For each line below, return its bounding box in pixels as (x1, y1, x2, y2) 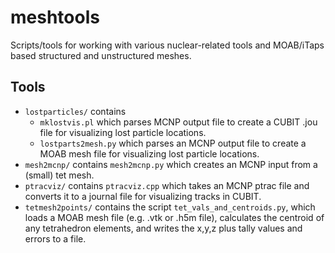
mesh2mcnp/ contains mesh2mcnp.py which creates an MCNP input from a (24, 158, 318, 170)
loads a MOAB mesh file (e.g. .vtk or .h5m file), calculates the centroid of (24, 211, 325, 223)
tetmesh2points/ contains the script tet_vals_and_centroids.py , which (24, 201, 316, 213)
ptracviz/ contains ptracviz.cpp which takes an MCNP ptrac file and (24, 179, 310, 191)
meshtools (10, 6, 100, 29)
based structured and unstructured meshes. (10, 49, 192, 61)
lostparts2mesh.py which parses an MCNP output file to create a (39, 137, 307, 149)
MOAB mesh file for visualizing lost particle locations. (39, 147, 260, 160)
